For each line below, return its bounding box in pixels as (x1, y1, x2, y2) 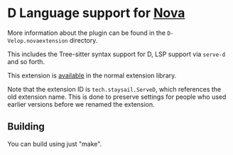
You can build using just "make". (7, 139, 102, 148)
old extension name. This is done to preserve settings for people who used (7, 92, 227, 101)
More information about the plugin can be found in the (7, 28, 166, 37)
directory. (69, 36, 98, 44)
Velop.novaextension (7, 37, 69, 44)
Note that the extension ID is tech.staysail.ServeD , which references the (7, 85, 222, 93)
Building (7, 121, 45, 133)
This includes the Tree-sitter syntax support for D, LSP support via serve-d (7, 50, 226, 58)
